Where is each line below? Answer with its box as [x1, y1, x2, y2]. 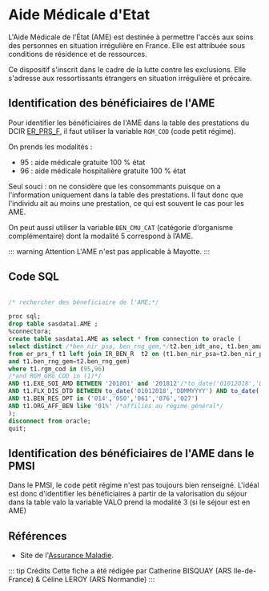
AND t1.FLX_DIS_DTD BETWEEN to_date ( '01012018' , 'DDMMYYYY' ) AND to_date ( [8, 387, 260, 395]
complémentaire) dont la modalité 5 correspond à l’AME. [8, 231, 194, 241]
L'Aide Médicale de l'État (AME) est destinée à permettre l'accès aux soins [8, 32, 254, 42]
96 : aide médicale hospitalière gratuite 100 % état [19, 166, 187, 176]
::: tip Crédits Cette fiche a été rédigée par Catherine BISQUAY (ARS [8, 566, 232, 576]
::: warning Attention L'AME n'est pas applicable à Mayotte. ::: [8, 246, 211, 256]
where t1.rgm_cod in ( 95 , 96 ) [8, 365, 106, 373]
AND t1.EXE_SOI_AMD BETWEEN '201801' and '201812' [8, 379, 181, 388]
